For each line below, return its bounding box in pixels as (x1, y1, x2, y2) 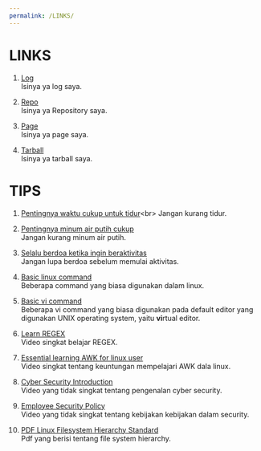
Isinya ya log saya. (20, 81, 83, 91)
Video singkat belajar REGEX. (20, 337, 118, 347)
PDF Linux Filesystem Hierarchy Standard (20, 425, 159, 434)
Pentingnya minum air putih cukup (20, 224, 135, 234)
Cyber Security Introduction (20, 376, 113, 386)
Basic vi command (20, 296, 83, 306)
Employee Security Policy (20, 400, 105, 410)
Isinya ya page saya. (20, 129, 89, 139)
